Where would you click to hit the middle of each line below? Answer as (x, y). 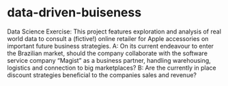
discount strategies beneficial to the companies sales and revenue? (102, 75)
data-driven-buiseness (74, 13)
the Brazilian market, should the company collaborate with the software (108, 53)
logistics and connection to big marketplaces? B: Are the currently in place (112, 68)
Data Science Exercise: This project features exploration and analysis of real (114, 31)
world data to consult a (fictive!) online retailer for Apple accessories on (108, 38)
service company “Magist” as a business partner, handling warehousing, (109, 60)
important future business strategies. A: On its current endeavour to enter (110, 46)
